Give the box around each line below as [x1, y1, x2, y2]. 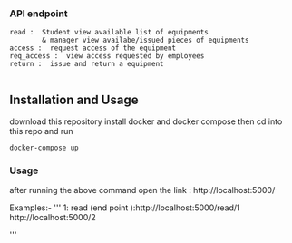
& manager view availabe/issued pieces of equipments [42, 35, 249, 45]
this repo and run [9, 126, 74, 137]
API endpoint [9, 7, 68, 20]
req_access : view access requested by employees [9, 52, 205, 61]
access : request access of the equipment [9, 44, 177, 53]
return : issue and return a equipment [9, 60, 165, 69]
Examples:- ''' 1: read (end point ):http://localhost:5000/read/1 [9, 202, 240, 213]
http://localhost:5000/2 [9, 212, 97, 223]
